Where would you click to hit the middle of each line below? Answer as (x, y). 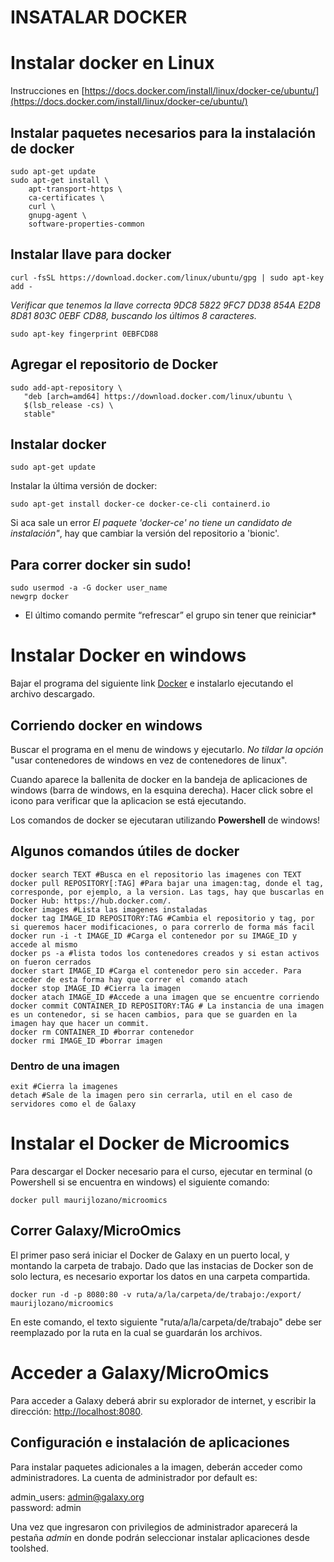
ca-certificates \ (66, 197)
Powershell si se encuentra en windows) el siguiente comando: (140, 1182)
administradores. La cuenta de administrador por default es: (134, 1477)
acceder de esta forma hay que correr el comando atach (129, 979)
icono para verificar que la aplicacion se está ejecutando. (128, 800)
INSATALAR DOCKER (99, 17)
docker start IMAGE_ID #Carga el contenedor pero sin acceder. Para (156, 971)
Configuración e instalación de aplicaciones (150, 1442)
